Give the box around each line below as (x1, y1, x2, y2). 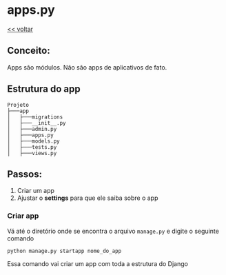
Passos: (7, 168, 43, 180)
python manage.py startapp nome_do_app (7, 247, 122, 254)
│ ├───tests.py (7, 143, 57, 150)
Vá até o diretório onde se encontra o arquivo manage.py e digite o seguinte (7, 227, 219, 235)
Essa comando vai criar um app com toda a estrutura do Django (7, 259, 188, 267)
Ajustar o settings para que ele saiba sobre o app (17, 194, 158, 202)
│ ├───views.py (7, 150, 57, 156)
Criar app (7, 211, 39, 221)
